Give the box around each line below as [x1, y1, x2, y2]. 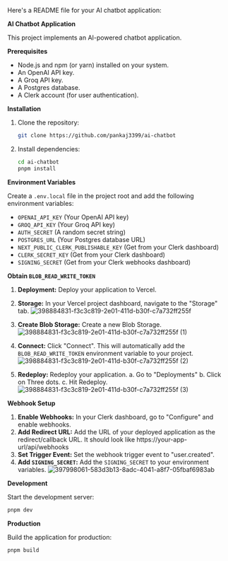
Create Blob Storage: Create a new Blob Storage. [17, 320, 162, 328]
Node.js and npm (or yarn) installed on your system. [17, 61, 169, 69]
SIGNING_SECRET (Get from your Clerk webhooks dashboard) [17, 258, 191, 266]
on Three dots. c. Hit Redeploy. [17, 378, 108, 386]
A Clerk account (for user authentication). [17, 91, 139, 99]
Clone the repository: [17, 118, 80, 127]
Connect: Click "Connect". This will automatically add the [17, 341, 186, 349]
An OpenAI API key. [17, 69, 75, 76]
